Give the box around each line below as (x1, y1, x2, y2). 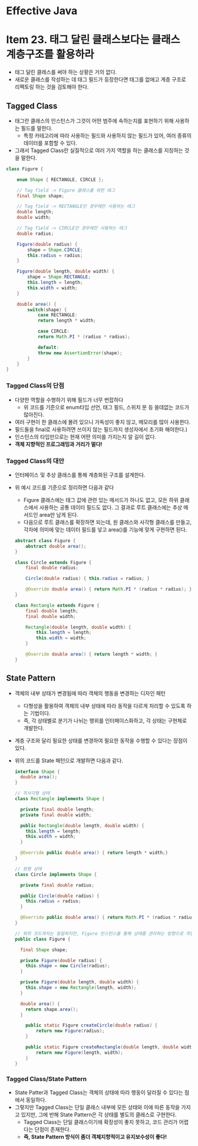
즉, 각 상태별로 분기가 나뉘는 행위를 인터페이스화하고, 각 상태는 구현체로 (23, 717, 187, 724)
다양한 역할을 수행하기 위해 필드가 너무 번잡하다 (14, 396, 124, 403)
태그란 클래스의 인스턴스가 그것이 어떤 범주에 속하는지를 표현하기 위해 (14, 117, 174, 124)
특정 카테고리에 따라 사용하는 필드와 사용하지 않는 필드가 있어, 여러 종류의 (23, 132, 192, 139)
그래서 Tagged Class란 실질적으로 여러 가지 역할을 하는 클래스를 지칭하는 (14, 147, 184, 154)
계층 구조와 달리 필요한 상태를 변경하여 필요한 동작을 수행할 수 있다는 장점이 (14, 737, 188, 744)
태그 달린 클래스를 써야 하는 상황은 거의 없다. (14, 69, 117, 76)
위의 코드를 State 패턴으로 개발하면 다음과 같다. (14, 757, 124, 764)
